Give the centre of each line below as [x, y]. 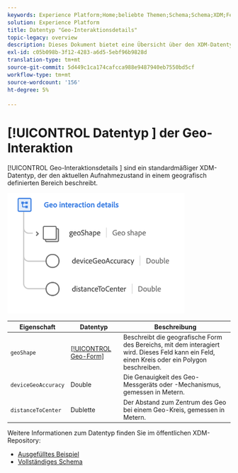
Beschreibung [175, 327]
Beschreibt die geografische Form [172, 338]
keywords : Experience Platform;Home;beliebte [75, 15]
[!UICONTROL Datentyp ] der [93, 133]
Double [81, 385]
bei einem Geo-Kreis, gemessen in [174, 410]
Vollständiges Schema [50, 462]
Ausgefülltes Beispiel [48, 455]
